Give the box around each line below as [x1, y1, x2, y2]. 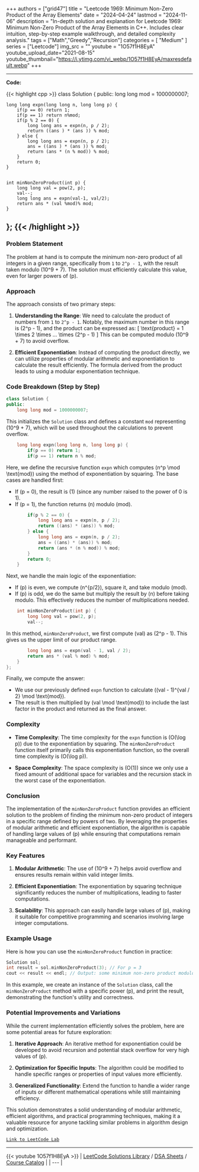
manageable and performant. [6, 837, 78, 844]
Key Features [6, 851, 46, 860]
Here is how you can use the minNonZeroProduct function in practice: [6, 947, 173, 955]
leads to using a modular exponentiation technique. [14, 368, 140, 375]
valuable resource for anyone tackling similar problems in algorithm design [6, 1119, 188, 1126]
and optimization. [6, 1125, 49, 1132]
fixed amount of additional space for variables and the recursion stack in [14, 770, 192, 778]
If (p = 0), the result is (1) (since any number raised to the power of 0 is [14, 488, 188, 495]
